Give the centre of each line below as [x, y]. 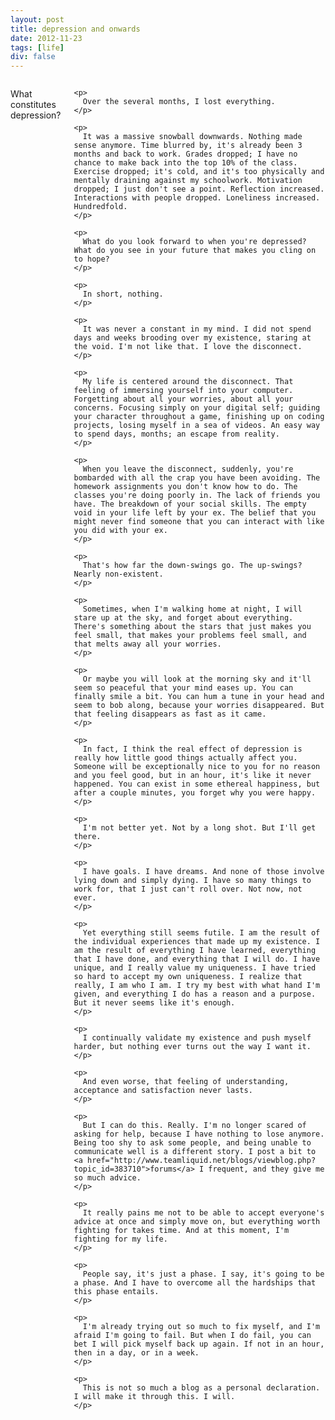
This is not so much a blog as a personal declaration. [201, 1388]
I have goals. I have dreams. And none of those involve [203, 872]
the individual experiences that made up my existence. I [197, 942]
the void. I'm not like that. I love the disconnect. [188, 347]
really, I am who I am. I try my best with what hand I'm [197, 986]
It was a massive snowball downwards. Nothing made [192, 137]
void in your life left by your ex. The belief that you [195, 513]
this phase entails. [116, 1292]
